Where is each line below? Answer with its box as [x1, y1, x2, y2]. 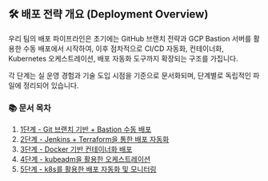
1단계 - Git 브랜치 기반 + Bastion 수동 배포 [19, 124, 152, 134]
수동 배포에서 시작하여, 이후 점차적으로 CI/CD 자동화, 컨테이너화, [22, 43, 224, 53]
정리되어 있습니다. [22, 81, 79, 90]
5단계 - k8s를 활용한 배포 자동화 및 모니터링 [19, 164, 157, 174]
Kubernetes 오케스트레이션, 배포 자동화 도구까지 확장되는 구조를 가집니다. [8, 53, 238, 63]
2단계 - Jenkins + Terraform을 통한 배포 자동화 [19, 135, 170, 144]
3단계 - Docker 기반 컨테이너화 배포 [19, 144, 133, 154]
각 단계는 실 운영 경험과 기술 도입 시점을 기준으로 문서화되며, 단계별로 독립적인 [8, 70, 252, 80]
